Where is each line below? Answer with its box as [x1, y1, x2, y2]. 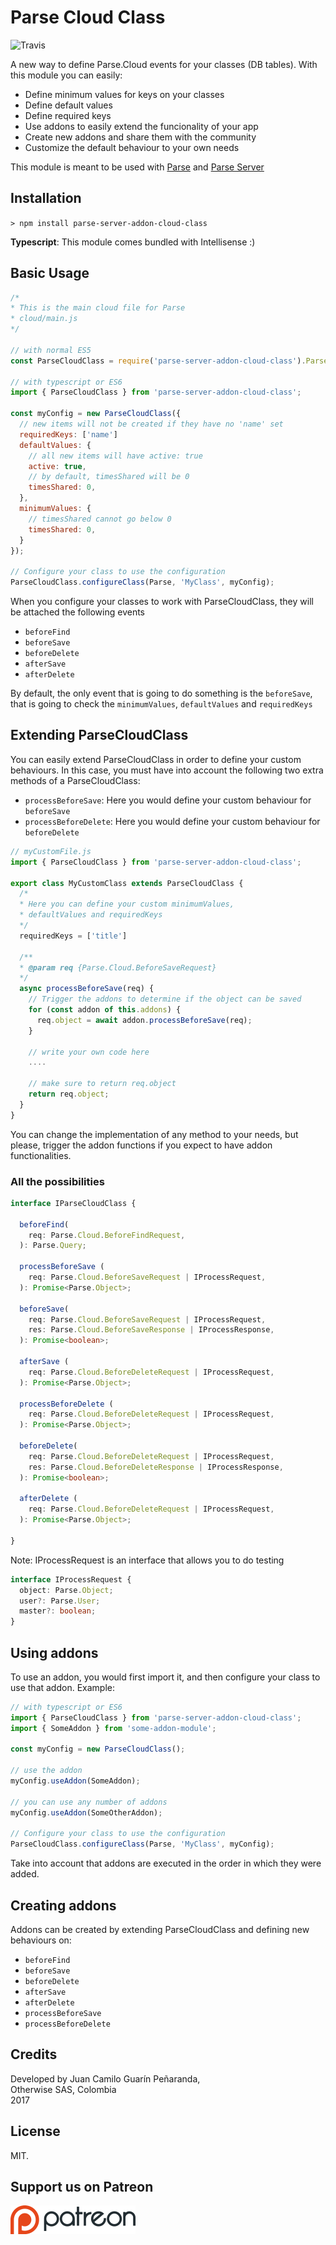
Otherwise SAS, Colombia [10, 2083, 117, 2095]
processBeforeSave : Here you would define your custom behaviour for [24, 794, 312, 806]
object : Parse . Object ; [19, 1585, 114, 1595]
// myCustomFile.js [10, 846, 92, 856]
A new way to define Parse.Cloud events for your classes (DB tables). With [10, 58, 318, 70]
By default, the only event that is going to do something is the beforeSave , [10, 687, 313, 700]
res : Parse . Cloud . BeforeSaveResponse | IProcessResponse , [28, 1325, 275, 1335]
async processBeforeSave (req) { [19, 984, 155, 994]
